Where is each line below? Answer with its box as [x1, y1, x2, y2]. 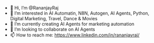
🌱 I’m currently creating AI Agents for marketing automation [10, 21, 135, 27]
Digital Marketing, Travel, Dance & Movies [10, 16, 98, 21]
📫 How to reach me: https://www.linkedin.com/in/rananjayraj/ [10, 32, 140, 38]
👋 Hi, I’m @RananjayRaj [10, 5, 59, 11]
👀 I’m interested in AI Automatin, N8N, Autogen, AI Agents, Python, [10, 10, 149, 16]
